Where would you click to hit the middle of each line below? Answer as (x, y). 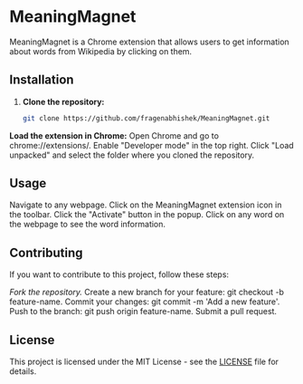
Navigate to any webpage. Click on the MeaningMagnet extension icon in (146, 205)
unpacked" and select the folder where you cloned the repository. (132, 155)
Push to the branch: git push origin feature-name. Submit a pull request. (143, 312)
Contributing (46, 252)
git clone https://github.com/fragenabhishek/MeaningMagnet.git (146, 118)
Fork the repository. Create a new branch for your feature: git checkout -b (147, 293)
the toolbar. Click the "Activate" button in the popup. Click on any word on (147, 215)
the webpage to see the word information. (87, 225)
